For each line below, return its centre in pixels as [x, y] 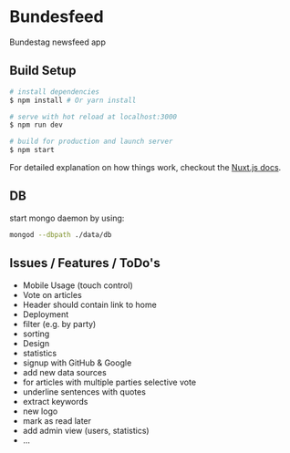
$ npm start [32, 150]
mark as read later [57, 420]
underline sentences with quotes [84, 391]
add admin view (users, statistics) [86, 430]
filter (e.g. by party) [59, 324]
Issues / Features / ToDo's [85, 263]
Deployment [46, 314]
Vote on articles [52, 294]
